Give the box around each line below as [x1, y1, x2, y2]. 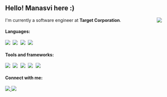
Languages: [5, 28, 31, 34]
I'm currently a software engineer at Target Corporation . [5, 17, 121, 23]
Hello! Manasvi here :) [5, 4, 75, 12]
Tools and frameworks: [5, 52, 54, 58]
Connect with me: [5, 75, 43, 81]
